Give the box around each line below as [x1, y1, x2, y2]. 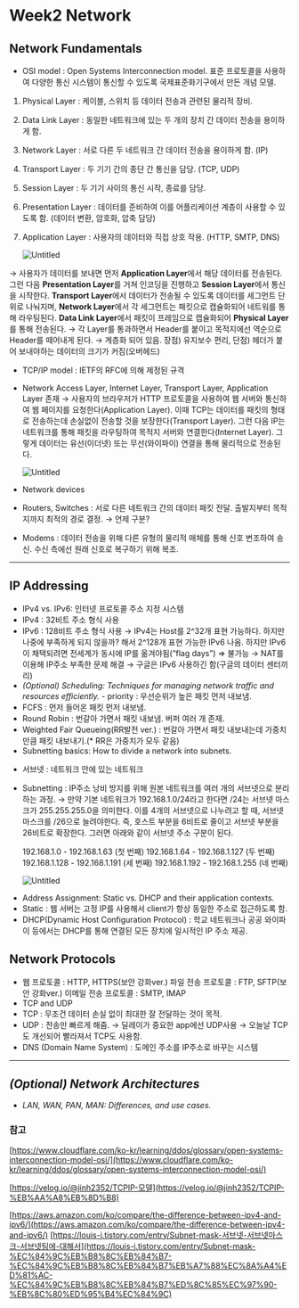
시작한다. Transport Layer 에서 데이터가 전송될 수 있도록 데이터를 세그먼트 [18, 291, 277, 300]
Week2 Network [9, 5, 132, 26]
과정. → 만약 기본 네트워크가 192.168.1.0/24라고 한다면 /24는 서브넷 [38, 794, 274, 804]
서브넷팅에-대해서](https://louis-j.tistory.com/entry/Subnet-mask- [20, 1240, 256, 1251]
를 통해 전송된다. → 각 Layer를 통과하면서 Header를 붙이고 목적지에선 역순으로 [9, 324, 282, 334]
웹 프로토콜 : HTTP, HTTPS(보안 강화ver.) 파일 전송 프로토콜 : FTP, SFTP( [21, 976, 280, 987]
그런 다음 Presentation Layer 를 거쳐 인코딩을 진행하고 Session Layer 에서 [9, 279, 270, 290]
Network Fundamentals [9, 41, 142, 56]
